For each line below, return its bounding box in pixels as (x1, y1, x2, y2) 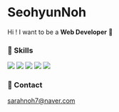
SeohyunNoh (7, 4, 87, 21)
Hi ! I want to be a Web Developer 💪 (7, 28, 113, 36)
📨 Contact (7, 80, 43, 90)
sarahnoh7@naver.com (7, 96, 76, 105)
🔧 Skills (7, 45, 33, 55)
